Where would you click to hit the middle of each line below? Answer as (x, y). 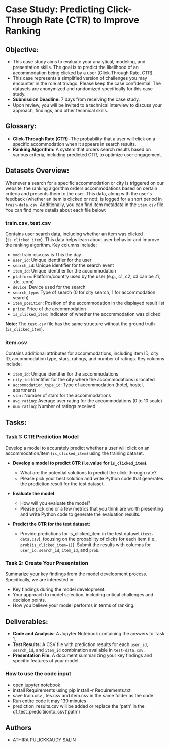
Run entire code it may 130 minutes (49, 701)
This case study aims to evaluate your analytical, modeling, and (79, 62)
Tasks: (16, 422)
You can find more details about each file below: (56, 210)
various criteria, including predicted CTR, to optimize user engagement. (87, 155)
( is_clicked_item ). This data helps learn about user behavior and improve (82, 239)
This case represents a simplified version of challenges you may (80, 78)
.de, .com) (23, 281)
